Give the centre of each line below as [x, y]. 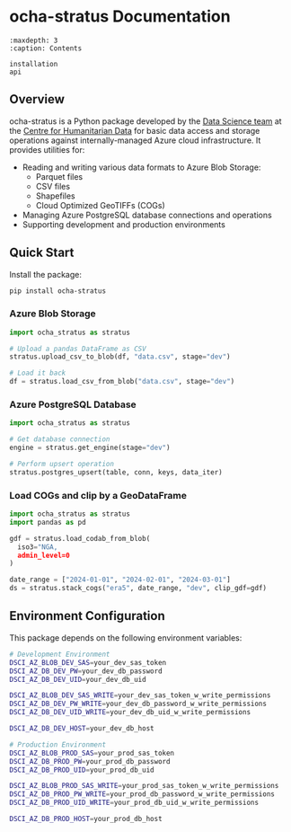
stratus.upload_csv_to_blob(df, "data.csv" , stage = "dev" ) [120, 357]
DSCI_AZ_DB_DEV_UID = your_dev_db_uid [78, 679]
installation [34, 64]
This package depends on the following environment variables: [126, 637]
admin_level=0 [44, 555]
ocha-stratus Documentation [120, 17]
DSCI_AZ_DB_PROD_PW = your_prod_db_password [90, 761]
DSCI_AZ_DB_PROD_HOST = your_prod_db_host [86, 819]
